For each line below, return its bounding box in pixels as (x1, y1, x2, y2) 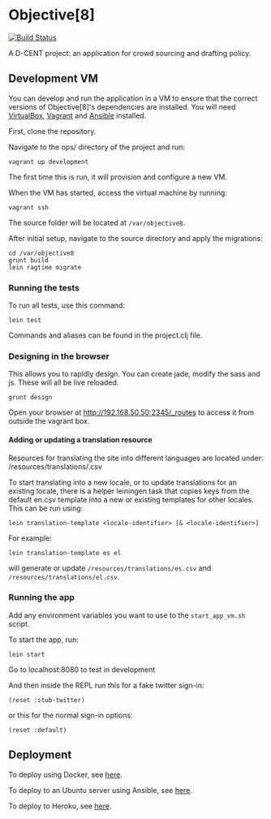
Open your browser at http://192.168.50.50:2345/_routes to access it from (8, 407, 255, 417)
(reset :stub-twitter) (8, 696, 85, 704)
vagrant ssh (8, 203, 49, 212)
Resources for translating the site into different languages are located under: (8, 453, 264, 463)
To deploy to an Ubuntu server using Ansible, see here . (8, 785, 193, 795)
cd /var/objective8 (8, 249, 75, 257)
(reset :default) (8, 726, 67, 734)
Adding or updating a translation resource (8, 434, 153, 444)
